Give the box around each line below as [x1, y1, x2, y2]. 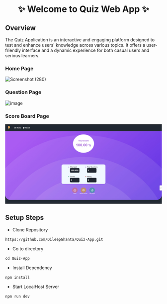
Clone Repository [12, 226, 48, 232]
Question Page [5, 89, 42, 96]
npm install [5, 275, 30, 280]
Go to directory [12, 245, 44, 252]
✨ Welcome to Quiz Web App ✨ [18, 3, 149, 15]
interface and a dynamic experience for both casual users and [22, 47, 150, 53]
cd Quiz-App [5, 256, 30, 261]
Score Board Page [5, 112, 50, 119]
